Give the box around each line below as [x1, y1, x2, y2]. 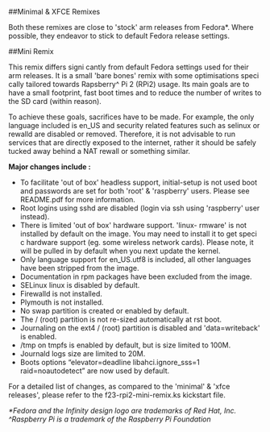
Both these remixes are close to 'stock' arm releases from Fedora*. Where [8, 23, 254, 31]
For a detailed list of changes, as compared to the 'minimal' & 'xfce [8, 382, 231, 391]
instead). [19, 212, 50, 221]
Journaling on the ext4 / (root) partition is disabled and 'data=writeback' [19, 323, 260, 333]
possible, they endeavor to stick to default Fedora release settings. [8, 31, 230, 40]
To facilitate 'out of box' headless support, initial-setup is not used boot [19, 177, 258, 187]
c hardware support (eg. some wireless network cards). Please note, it [19, 238, 254, 247]
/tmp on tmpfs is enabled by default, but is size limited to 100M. [19, 340, 231, 350]
